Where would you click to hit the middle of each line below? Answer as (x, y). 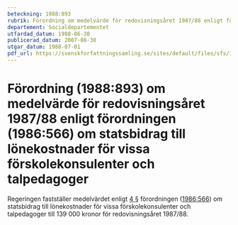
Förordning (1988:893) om (86, 89)
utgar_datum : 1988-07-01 (44, 47)
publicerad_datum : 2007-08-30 (52, 40)
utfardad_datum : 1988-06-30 (49, 34)
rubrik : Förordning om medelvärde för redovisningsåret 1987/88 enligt (115, 21)
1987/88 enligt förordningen (92, 119)
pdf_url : (20, 54)
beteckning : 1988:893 (39, 14)
